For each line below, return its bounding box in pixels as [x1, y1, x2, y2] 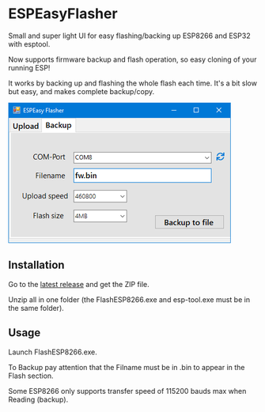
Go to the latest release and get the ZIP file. [8, 279, 150, 289]
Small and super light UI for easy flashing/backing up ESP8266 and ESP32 [8, 31, 251, 40]
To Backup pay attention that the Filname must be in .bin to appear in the [8, 362, 245, 372]
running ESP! [8, 62, 51, 72]
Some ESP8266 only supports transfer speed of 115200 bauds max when [8, 386, 247, 395]
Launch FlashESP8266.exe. [8, 347, 97, 357]
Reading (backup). [8, 395, 69, 404]
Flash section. [8, 371, 54, 380]
